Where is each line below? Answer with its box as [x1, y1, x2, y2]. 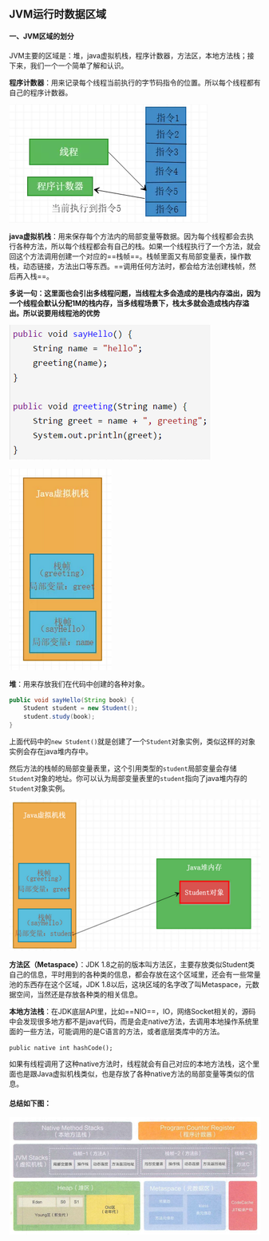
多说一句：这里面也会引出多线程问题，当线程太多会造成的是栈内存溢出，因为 [9, 288, 261, 298]
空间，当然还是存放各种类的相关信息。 [15, 989, 142, 999]
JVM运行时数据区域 [9, 7, 107, 22]
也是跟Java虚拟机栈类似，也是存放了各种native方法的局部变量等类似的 [15, 1069, 248, 1078]
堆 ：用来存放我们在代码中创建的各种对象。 [9, 679, 149, 688]
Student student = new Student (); [23, 704, 138, 712]
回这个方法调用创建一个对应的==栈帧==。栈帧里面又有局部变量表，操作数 [9, 251, 252, 261]
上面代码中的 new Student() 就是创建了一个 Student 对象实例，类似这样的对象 [9, 737, 256, 747]
